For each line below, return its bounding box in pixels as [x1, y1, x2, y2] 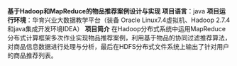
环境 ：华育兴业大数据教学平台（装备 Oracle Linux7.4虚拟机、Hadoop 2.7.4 [13, 16, 231, 24]
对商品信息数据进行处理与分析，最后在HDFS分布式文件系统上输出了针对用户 [7, 43, 229, 50]
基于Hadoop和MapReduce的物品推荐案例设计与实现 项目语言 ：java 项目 [7, 7, 220, 15]
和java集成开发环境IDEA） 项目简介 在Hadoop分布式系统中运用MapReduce [7, 25, 226, 33]
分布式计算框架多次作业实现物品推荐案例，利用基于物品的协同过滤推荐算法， [7, 33, 231, 42]
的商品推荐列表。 [7, 51, 57, 60]
